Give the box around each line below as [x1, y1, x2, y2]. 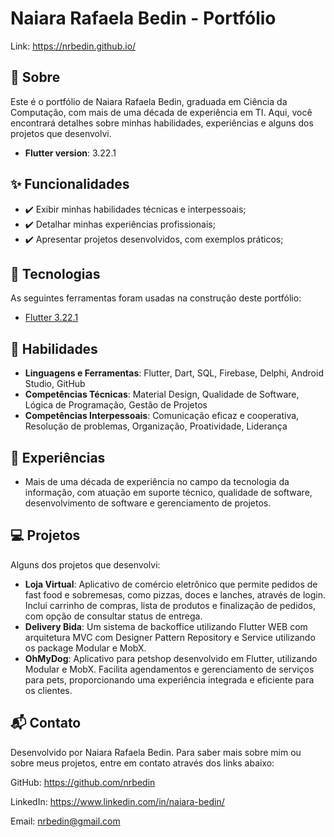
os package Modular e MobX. [24, 642, 147, 654]
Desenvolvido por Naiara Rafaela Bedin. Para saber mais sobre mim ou [10, 746, 302, 758]
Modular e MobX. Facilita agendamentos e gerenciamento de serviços [24, 663, 315, 675]
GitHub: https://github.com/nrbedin [10, 776, 156, 788]
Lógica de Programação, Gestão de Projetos [24, 399, 208, 411]
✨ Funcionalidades [10, 176, 130, 193]
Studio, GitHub [24, 378, 86, 390]
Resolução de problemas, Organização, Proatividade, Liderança [24, 420, 288, 432]
